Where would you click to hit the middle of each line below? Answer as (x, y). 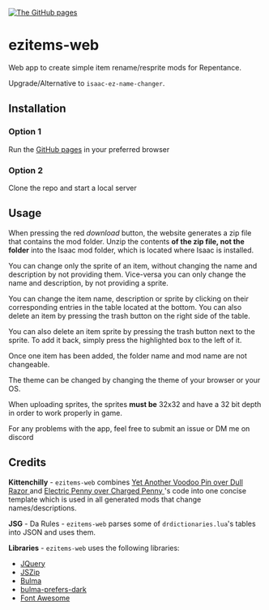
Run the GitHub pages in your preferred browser (89, 149)
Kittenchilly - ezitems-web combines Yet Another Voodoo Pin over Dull (126, 482)
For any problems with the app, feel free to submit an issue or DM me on (129, 428)
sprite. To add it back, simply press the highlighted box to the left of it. (125, 340)
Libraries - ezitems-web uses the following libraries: (94, 548)
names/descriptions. (43, 508)
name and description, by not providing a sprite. (88, 282)
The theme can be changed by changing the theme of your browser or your (134, 379)
